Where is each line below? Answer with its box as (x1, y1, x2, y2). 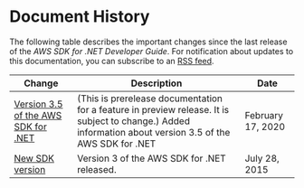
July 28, (244, 152, 280, 164)
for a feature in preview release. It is (76, 103, 229, 116)
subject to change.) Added (76, 115, 190, 127)
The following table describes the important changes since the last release (9, 36, 288, 47)
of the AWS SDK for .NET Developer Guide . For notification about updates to (9, 45, 294, 56)
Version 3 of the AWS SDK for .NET (76, 152, 226, 164)
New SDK (14, 152, 55, 164)
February (244, 108, 283, 121)
